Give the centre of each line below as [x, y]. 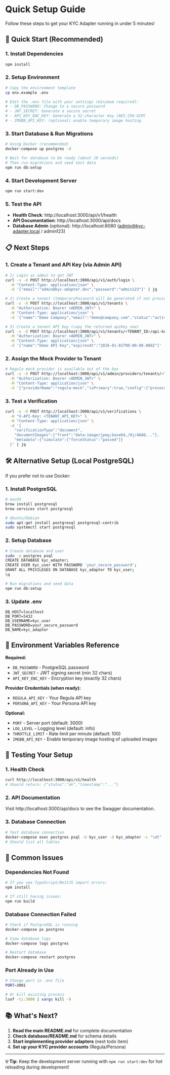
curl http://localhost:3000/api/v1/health [51, 780]
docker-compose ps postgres [35, 929]
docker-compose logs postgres [37, 943]
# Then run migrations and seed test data [51, 163]
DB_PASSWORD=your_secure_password [42, 625]
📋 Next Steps [27, 248]
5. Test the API [24, 204]
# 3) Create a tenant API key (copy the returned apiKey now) [72, 327]
